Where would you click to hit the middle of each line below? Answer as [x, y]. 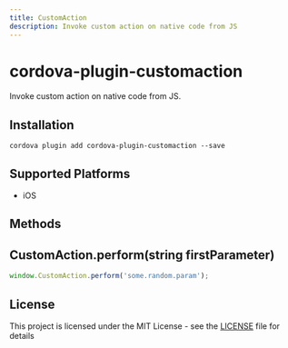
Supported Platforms [70, 174]
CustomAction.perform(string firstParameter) [142, 255]
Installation [42, 125]
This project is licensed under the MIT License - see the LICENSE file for [144, 326]
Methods [35, 224]
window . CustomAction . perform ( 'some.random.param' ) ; [109, 276]
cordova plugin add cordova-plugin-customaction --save [117, 146]
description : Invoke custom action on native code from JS [124, 26]
